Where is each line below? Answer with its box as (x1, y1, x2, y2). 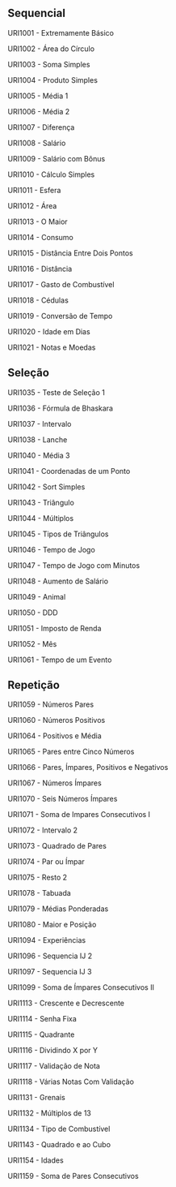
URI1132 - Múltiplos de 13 (7, 1108, 92, 1118)
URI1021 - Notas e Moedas (7, 342, 96, 352)
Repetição (7, 678, 60, 692)
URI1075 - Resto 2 (7, 872, 68, 883)
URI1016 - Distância (7, 264, 73, 273)
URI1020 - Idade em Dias (7, 326, 90, 336)
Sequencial (7, 6, 66, 20)
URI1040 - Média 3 (7, 450, 70, 460)
